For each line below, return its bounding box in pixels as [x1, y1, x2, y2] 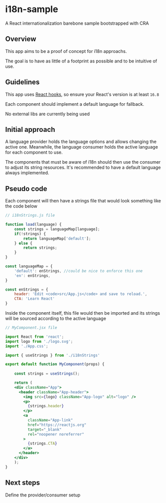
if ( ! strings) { [14, 231, 46, 236]
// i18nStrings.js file [5, 213, 55, 218]
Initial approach [5, 125, 55, 134]
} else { [14, 241, 33, 246]
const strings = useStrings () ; [14, 371, 80, 376]
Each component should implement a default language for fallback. [5, 101, 144, 107]
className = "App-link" [27, 418, 73, 423]
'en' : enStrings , [14, 273, 51, 278]
